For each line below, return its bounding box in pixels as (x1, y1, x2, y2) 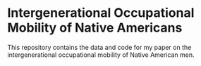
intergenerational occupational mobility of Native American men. (7, 51, 195, 59)
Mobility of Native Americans (7, 20, 183, 36)
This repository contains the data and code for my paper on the (7, 43, 192, 51)
